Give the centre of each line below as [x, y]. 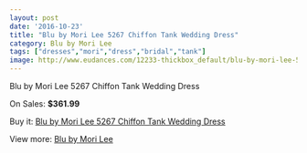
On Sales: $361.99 [45, 104]
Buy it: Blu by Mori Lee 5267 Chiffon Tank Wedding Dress [117, 121]
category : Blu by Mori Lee [61, 43]
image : [22, 60]
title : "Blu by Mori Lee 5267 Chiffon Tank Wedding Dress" [124, 35]
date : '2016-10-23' [47, 26]
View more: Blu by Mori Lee [62, 139]
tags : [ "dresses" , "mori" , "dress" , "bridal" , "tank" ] [108, 52]
